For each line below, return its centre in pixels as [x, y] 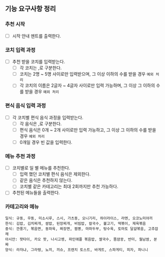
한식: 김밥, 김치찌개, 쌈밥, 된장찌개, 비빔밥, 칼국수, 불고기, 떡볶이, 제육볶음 [76, 223]
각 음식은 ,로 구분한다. [41, 124]
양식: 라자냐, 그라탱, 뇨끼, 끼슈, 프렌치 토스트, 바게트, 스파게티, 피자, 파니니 [77, 250]
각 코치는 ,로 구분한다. [41, 68]
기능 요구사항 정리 [31, 9]
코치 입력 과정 [20, 50]
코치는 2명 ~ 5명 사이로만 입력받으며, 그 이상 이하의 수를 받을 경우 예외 [86, 74]
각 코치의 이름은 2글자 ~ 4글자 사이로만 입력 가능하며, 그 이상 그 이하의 [87, 86]
